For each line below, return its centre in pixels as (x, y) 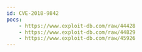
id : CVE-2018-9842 (33, 13)
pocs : (14, 20)
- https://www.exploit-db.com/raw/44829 (77, 32)
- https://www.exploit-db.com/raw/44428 (77, 26)
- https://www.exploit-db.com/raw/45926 (77, 38)
